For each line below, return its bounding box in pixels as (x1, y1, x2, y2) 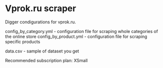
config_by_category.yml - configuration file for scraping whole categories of (5, 28, 158, 34)
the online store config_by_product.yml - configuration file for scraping (5, 34, 147, 39)
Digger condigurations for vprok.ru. (5, 19, 77, 25)
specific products (5, 38, 41, 44)
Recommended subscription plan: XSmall (5, 57, 88, 63)
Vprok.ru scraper (5, 3, 77, 14)
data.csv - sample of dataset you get (5, 48, 80, 54)
